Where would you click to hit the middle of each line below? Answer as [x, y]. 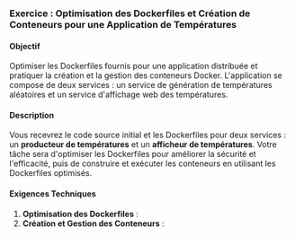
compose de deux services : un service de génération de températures [141, 85]
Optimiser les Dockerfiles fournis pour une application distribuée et [134, 66]
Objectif [25, 46]
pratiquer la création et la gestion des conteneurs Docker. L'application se [146, 75]
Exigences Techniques [53, 193]
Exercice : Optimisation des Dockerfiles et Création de [130, 13]
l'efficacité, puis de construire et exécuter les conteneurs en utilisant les [143, 163]
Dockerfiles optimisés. [51, 173]
